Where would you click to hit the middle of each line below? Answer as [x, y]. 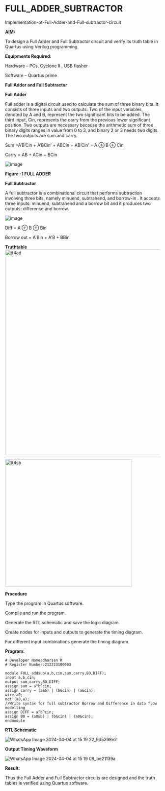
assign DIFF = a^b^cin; [29, 712]
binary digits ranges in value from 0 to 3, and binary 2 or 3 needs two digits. [82, 130]
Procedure [16, 593]
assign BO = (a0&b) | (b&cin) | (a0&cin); [49, 716]
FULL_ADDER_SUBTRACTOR [64, 9]
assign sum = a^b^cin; [28, 686]
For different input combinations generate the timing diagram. [67, 641]
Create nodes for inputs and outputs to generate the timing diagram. [74, 632]
